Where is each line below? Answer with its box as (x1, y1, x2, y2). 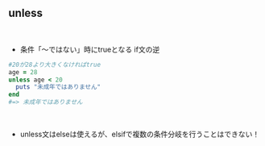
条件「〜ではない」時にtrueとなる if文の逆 (19, 44, 160, 54)
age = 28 (8, 68, 38, 76)
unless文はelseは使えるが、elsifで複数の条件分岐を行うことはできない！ (19, 129, 260, 140)
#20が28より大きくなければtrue (8, 60, 101, 69)
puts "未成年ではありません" (15, 83, 101, 91)
